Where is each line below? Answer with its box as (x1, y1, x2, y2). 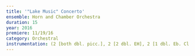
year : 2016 (6, 24, 33, 31)
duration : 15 (6, 19, 38, 25)
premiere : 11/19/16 (6, 30, 54, 36)
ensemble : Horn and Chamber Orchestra (6, 14, 100, 20)
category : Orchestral (6, 36, 59, 41)
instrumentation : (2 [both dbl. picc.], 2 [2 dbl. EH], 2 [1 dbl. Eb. (6, 41, 182, 47)
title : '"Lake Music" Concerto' (6, 8, 85, 15)
